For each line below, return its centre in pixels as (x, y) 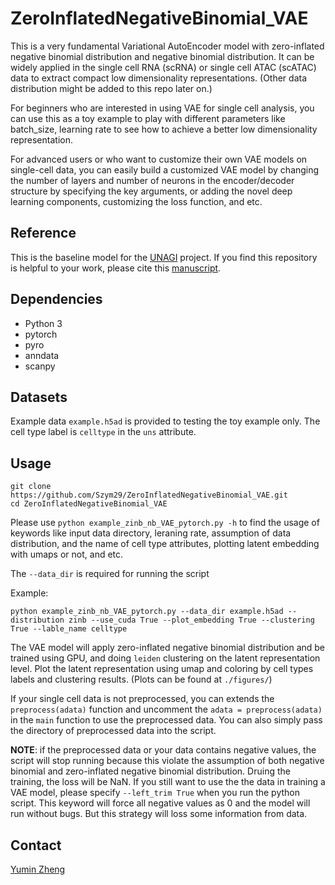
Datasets (39, 397)
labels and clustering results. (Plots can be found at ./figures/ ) (141, 679)
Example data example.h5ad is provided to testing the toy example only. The (165, 421)
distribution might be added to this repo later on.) (111, 88)
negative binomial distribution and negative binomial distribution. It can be (162, 56)
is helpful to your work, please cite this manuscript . (116, 268)
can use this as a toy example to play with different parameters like (148, 118)
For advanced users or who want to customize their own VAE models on (159, 159)
